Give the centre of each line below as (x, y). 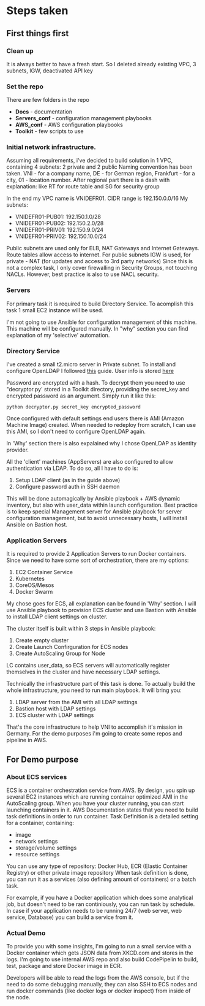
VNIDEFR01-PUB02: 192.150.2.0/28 (59, 223)
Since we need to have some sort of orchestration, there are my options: (98, 560)
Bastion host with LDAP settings (55, 708)
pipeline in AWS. (27, 740)
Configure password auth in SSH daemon (68, 487)
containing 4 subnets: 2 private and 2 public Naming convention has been (99, 167)
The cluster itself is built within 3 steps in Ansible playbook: (81, 629)
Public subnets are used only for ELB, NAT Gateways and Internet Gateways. (103, 248)
